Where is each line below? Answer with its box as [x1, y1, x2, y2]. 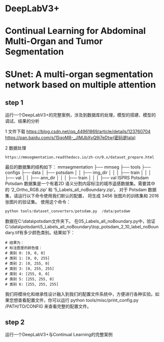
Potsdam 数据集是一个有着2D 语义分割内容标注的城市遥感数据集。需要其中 [5, 181, 156, 187]
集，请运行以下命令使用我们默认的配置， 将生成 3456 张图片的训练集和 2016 [5, 193, 159, 199]
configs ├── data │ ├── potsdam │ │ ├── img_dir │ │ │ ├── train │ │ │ [5, 170, 152, 175]
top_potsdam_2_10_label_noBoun [93, 224, 159, 230]
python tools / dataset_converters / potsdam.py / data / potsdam [5, 209, 131, 214]
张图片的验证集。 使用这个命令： [5, 199, 71, 205]
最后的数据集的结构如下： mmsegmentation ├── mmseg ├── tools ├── [5, 164, 151, 170]
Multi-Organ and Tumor [5, 36, 103, 47]
